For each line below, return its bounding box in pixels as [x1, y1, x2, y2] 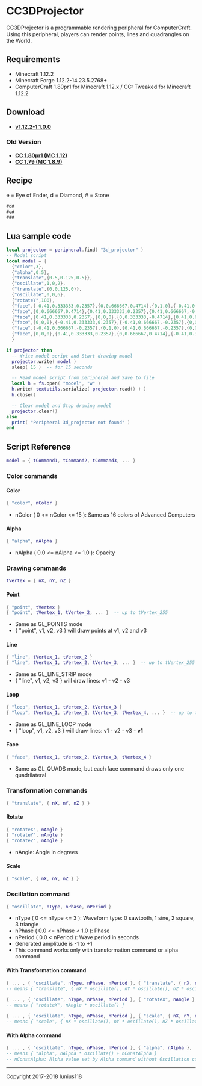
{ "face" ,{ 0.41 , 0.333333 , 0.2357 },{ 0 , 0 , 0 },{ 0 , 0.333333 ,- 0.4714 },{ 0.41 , [11, 314, 190, 320]
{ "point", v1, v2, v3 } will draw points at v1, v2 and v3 [14, 627, 147, 635]
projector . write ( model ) [11, 358, 77, 365]
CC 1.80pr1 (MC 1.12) [14, 152, 68, 159]
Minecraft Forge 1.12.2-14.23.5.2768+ [14, 76, 108, 84]
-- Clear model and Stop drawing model [11, 402, 112, 409]
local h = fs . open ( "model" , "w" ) [11, 380, 101, 386]
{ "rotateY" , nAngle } [6, 832, 63, 838]
